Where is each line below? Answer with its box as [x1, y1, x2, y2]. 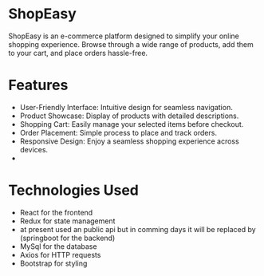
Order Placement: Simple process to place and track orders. [19, 128, 218, 137]
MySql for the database [19, 241, 97, 251]
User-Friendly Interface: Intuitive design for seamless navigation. [19, 102, 233, 112]
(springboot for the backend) [19, 233, 116, 242]
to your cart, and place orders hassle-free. [8, 48, 148, 57]
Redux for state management [19, 216, 116, 226]
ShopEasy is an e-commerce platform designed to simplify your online [8, 31, 239, 41]
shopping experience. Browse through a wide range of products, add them [8, 39, 254, 49]
